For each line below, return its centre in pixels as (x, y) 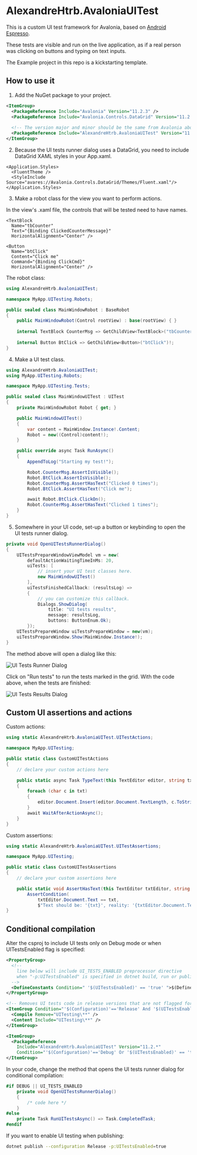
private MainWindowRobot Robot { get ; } (67, 408)
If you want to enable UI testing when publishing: (65, 1136)
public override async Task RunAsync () (65, 451)
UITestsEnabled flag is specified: (46, 949)
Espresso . (18, 33)
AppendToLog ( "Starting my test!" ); (71, 462)
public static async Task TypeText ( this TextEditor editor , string (101, 780)
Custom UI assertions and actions (69, 712)
